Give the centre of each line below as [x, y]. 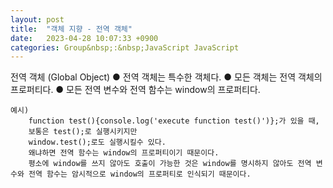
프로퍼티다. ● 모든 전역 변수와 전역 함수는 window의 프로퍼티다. [135, 90]
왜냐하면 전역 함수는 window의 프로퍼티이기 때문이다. [124, 153]
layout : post [37, 19]
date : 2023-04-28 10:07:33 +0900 [84, 38]
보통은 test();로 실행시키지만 [83, 132]
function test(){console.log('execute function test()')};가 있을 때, [174, 121]
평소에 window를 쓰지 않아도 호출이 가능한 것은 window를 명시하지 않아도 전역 [170, 164]
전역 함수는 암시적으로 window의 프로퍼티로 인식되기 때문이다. [140, 174]
